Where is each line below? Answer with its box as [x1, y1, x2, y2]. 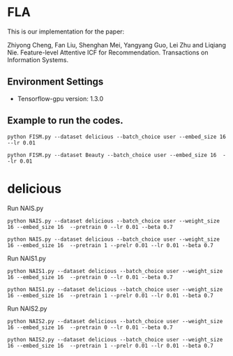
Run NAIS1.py [7, 254, 47, 262]
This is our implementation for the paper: [7, 27, 125, 36]
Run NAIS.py [7, 204, 44, 212]
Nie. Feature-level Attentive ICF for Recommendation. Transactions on [7, 48, 209, 57]
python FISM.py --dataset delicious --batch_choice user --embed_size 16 [7, 133, 227, 140]
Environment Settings [7, 76, 104, 88]
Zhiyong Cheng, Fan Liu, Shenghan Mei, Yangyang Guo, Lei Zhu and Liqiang [7, 40, 227, 49]
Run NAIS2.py [7, 304, 47, 313]
